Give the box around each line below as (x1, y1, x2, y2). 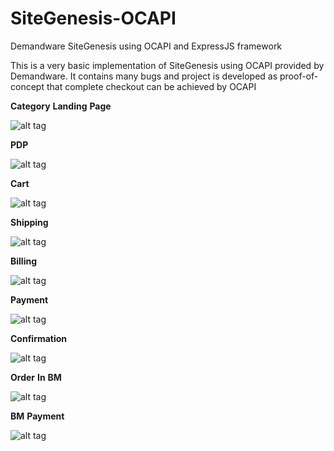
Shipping (10, 216, 49, 228)
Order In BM (10, 371, 62, 383)
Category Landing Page (10, 100, 112, 112)
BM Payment (10, 410, 65, 422)
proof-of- (279, 70, 319, 82)
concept (10, 80, 45, 92)
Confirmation (10, 332, 68, 344)
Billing (10, 255, 37, 267)
